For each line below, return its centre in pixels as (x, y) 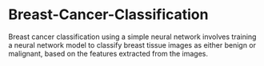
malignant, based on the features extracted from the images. (108, 53)
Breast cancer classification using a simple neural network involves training (132, 37)
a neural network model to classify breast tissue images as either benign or (132, 45)
